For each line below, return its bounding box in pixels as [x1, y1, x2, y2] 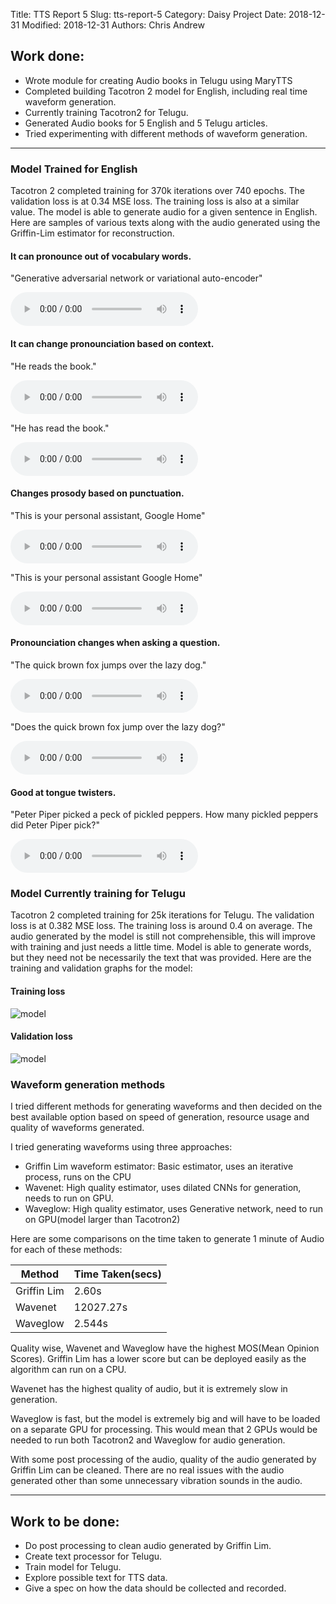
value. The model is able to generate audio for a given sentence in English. [10, 206, 318, 218]
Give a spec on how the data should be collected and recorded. [24, 1582, 287, 1594]
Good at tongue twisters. [10, 786, 117, 798]
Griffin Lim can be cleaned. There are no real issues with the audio [10, 1464, 285, 1476]
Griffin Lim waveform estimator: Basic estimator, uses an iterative [24, 1160, 294, 1173]
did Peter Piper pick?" [10, 819, 100, 831]
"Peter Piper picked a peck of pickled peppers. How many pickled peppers [10, 809, 319, 821]
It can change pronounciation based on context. [10, 337, 215, 349]
